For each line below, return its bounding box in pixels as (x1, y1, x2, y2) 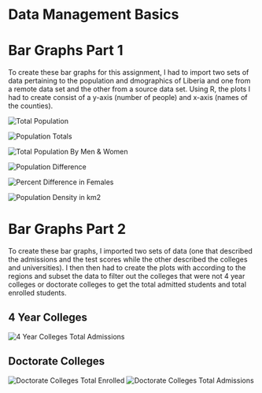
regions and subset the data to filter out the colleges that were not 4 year (8, 272, 245, 281)
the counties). (8, 101, 54, 111)
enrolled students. (8, 288, 67, 298)
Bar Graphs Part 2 (8, 221, 127, 238)
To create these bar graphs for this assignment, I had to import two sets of (8, 68, 249, 77)
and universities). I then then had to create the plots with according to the (8, 263, 246, 273)
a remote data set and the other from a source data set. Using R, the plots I (8, 84, 250, 94)
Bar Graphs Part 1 (8, 42, 124, 60)
